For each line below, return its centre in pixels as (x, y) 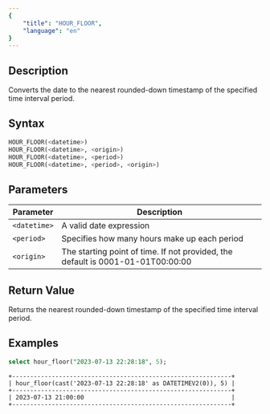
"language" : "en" (52, 30)
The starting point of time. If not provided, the (147, 252)
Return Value (41, 290)
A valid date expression (106, 225)
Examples (33, 343)
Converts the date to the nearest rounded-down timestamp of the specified (133, 90)
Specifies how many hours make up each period (152, 239)
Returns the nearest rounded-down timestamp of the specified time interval (133, 309)
